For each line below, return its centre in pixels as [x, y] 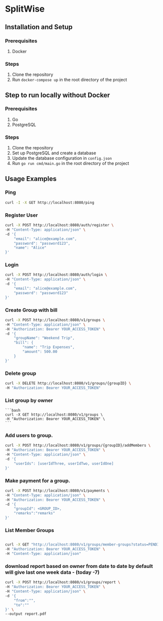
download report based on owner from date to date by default [79, 566]
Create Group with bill [31, 310]
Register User [21, 215]
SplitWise [25, 9]
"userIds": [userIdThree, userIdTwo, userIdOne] [64, 463]
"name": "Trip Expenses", [49, 347]
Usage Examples [31, 179]
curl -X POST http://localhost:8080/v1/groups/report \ [63, 583]
